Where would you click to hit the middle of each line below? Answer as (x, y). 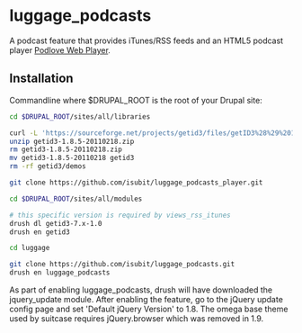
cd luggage (30, 248)
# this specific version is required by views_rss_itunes (120, 215)
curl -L (24, 133)
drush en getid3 (40, 232)
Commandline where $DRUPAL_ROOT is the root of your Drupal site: (136, 100)
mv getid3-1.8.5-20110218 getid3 (72, 158)
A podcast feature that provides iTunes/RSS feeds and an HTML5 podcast (147, 40)
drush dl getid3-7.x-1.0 (56, 223)
